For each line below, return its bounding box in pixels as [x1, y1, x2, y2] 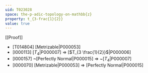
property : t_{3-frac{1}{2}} [5, 16, 64, 21]
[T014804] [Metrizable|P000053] [12, 44, 81, 50]
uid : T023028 [5, 7, 32, 12]
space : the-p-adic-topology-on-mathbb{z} [5, 12, 92, 17]
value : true [5, 21, 30, 26]
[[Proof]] [5, 35, 23, 40]
